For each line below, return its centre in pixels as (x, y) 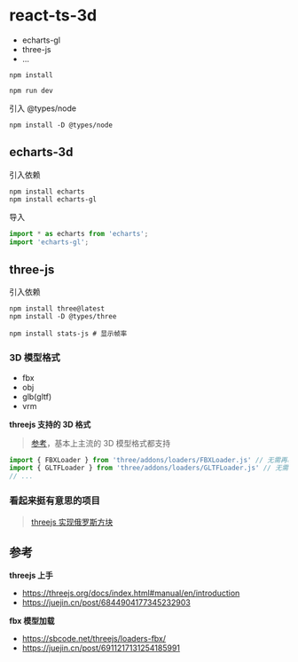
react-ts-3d (53, 16)
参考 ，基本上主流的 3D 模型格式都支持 (101, 443)
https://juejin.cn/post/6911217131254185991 (101, 648)
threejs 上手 (31, 575)
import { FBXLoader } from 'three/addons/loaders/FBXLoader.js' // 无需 (145, 460)
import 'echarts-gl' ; (49, 242)
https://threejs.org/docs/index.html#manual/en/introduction (131, 593)
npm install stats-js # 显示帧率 (68, 334)
